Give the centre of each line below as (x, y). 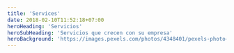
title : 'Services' (34, 13)
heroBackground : (31, 39)
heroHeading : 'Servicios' (45, 26)
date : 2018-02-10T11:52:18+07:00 (56, 20)
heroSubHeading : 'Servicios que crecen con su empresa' (90, 33)
